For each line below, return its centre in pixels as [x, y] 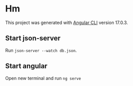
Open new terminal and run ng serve [43, 78]
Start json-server [33, 38]
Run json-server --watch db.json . [41, 50]
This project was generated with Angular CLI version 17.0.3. [67, 22]
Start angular [26, 66]
